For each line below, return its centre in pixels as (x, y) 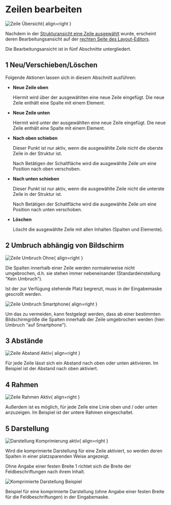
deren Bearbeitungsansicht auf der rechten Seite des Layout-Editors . (78, 39)
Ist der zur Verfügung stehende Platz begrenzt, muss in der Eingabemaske (84, 289)
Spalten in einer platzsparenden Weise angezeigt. (57, 456)
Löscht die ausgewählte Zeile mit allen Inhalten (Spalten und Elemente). (88, 229)
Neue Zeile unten (31, 113)
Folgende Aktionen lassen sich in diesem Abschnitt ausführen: (71, 77)
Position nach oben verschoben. (47, 169)
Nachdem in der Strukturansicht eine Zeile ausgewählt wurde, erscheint (81, 33)
